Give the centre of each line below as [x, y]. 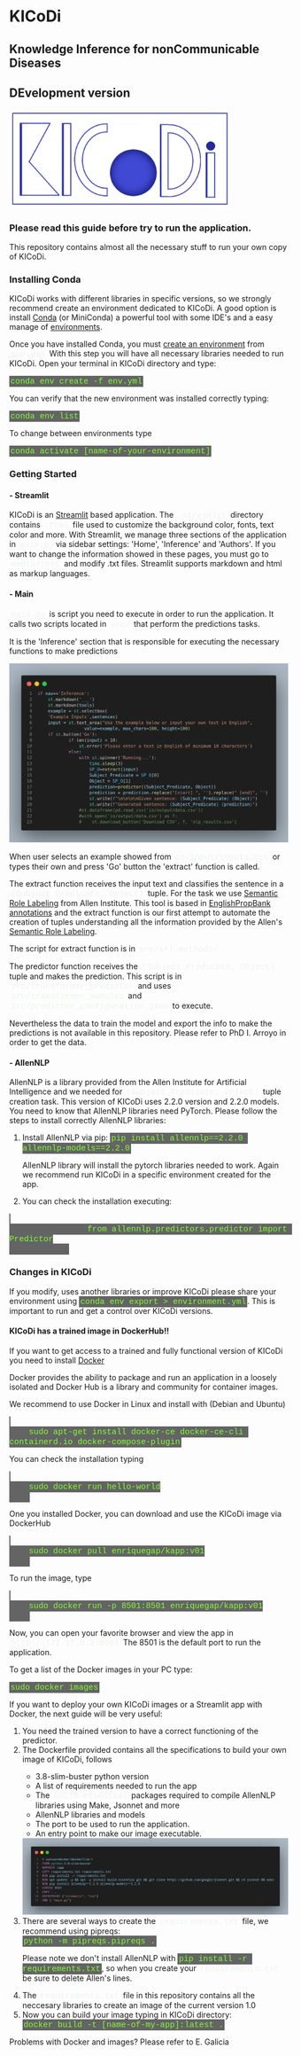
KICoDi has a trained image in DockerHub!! [89, 1331]
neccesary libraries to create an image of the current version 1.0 [139, 2005]
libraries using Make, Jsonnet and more [107, 1805]
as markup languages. [50, 574]
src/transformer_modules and [77, 996]
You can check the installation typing [77, 1458]
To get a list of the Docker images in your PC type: [101, 1669]
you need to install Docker [57, 1360]
